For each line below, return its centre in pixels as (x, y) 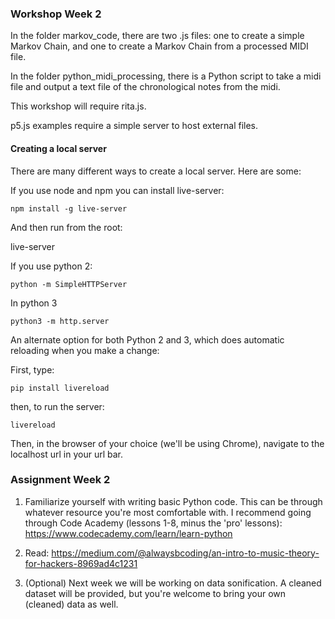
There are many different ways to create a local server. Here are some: (156, 171)
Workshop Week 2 (56, 14)
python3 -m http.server (60, 321)
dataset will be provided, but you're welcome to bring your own (155, 593)
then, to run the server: (57, 406)
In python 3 (34, 303)
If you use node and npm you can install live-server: (117, 190)
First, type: (32, 369)
